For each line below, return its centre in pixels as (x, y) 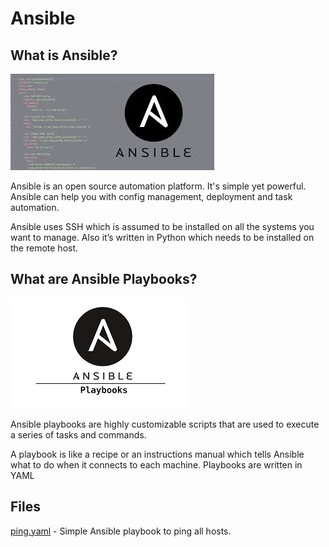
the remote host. (44, 248)
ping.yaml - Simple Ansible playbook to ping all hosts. (121, 531)
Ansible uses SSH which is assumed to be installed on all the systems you (162, 226)
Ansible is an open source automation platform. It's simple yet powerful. (158, 186)
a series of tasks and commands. (78, 434)
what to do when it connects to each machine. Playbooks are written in (156, 464)
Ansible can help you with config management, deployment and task (151, 196)
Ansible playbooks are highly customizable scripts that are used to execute (165, 424)
